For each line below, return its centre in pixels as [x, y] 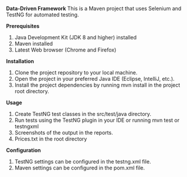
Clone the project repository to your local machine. [76, 72]
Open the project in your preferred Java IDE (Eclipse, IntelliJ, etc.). [94, 79]
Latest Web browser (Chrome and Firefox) [65, 50]
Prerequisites [23, 26]
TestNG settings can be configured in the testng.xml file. [83, 161]
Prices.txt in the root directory [51, 139]
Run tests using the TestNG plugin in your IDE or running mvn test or [97, 120]
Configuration [23, 150]
